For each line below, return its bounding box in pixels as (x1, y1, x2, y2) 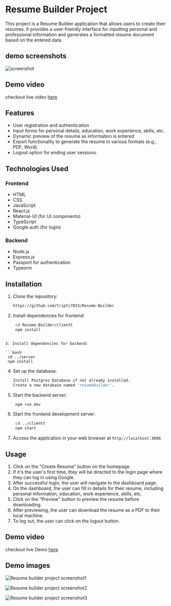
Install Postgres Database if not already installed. (12, 378, 130, 383)
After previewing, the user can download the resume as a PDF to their (12, 507, 161, 513)
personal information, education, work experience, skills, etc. (12, 491, 142, 497)
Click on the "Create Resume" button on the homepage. (12, 463, 131, 470)
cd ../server (7, 354, 36, 359)
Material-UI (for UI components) (12, 213, 81, 219)
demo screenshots (5, 52, 67, 60)
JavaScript (12, 203, 36, 209)
